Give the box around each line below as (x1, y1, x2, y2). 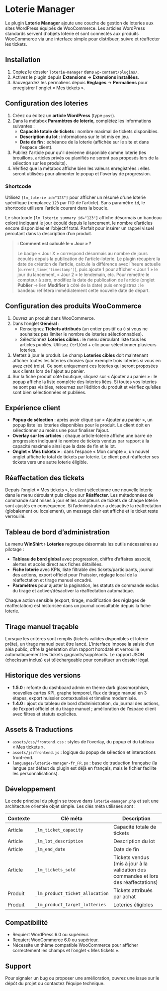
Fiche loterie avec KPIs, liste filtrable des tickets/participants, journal (12, 566, 154, 572)
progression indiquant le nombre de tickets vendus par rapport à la (12, 438, 150, 444)
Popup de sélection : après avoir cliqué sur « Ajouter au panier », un (12, 417, 153, 423)
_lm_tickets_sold (34, 867, 76, 873)
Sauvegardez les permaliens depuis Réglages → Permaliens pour (12, 79, 148, 85)
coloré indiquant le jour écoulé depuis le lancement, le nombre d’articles (5, 220, 153, 226)
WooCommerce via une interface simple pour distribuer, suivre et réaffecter (5, 36, 160, 42)
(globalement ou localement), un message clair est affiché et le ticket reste (5, 508, 158, 514)
